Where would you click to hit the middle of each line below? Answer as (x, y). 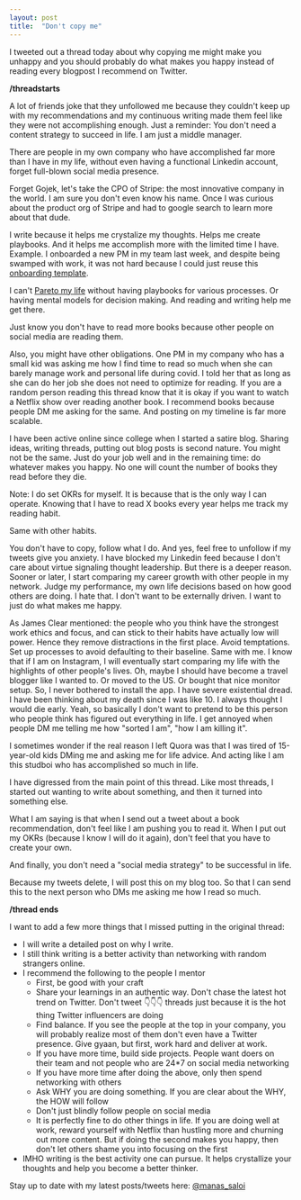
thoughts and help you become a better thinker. (111, 1168)
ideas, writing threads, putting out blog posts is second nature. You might (145, 447)
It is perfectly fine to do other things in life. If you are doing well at (158, 1120)
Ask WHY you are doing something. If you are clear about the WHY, (161, 1091)
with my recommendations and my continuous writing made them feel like (146, 115)
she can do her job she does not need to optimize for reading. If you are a (146, 383)
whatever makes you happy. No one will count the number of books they (144, 467)
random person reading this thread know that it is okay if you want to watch (149, 392)
